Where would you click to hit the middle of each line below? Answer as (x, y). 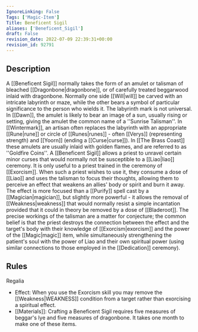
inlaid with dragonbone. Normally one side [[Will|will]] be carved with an (94, 96)
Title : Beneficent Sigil (37, 23)
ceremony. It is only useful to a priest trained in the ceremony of (84, 165)
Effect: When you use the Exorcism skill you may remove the (89, 292)
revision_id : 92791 (30, 45)
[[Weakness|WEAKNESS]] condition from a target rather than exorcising (103, 299)
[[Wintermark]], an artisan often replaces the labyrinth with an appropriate (96, 127)
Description (28, 69)
